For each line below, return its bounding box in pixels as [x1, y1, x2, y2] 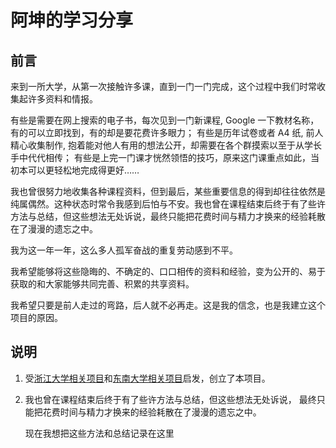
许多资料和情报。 [27, 93, 98, 105]
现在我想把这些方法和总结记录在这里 [24, 427, 175, 439]
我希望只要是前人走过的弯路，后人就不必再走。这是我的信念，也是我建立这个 [10, 299, 326, 311]
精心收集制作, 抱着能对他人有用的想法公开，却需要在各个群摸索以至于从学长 [10, 139, 322, 151]
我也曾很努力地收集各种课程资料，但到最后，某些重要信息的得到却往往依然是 [10, 186, 326, 197]
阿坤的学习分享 [10, 9, 134, 32]
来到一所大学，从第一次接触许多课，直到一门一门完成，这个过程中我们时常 [10, 81, 317, 92]
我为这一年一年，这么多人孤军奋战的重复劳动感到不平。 [10, 244, 238, 256]
